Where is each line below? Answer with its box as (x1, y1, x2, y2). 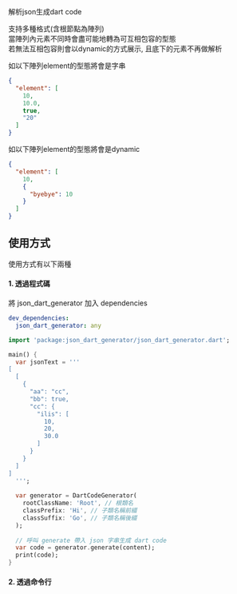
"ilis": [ (37, 410, 69, 418)
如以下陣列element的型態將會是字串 (8, 61, 126, 70)
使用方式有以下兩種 (8, 259, 72, 269)
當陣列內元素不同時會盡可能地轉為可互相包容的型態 (8, 34, 176, 43)
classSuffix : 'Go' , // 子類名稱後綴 (22, 514, 137, 522)
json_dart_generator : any (15, 321, 102, 329)
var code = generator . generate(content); (15, 544, 156, 552)
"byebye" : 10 (29, 190, 73, 198)
